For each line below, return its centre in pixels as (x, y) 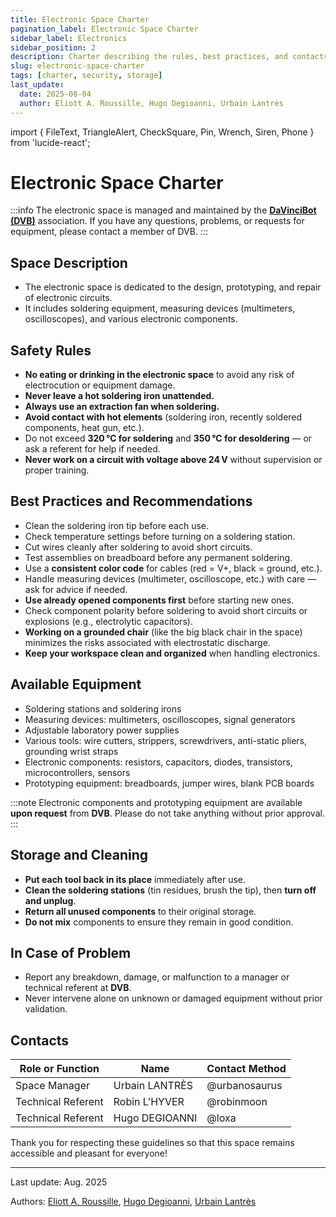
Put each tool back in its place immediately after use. (135, 879)
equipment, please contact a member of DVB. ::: (109, 232)
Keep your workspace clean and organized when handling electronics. (172, 653)
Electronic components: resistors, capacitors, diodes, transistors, (158, 762)
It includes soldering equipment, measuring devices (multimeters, (160, 308)
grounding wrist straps (71, 751)
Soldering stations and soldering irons (103, 708)
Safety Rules (51, 350)
